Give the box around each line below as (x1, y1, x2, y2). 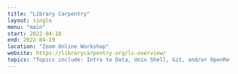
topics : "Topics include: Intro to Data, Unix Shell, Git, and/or (7, 56, 208, 63)
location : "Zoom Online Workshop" (7, 43, 110, 50)
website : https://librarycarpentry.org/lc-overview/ (7, 50, 166, 57)
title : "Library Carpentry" (7, 10, 91, 18)
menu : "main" (7, 23, 46, 30)
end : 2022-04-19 (7, 37, 55, 44)
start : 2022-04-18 (7, 30, 62, 37)
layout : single (7, 17, 52, 24)
